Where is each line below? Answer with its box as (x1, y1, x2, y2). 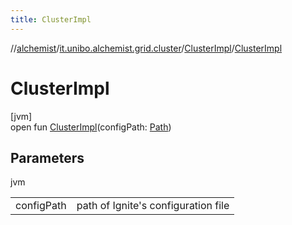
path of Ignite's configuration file (76, 199, 230, 213)
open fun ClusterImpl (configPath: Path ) (10, 121, 172, 133)
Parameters (10, 149, 85, 166)
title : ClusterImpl (10, 14, 92, 25)
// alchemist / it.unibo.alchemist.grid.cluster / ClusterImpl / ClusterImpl (10, 42, 283, 54)
